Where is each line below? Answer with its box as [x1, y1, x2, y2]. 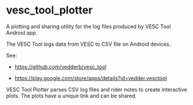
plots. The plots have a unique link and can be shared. [6, 92, 137, 99]
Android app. [6, 29, 38, 36]
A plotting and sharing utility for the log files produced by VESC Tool [6, 23, 171, 30]
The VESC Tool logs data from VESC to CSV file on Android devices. [6, 40, 171, 48]
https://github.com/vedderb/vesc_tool [14, 63, 107, 70]
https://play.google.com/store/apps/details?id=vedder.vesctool [14, 74, 167, 82]
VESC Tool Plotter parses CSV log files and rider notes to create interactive [6, 86, 188, 93]
